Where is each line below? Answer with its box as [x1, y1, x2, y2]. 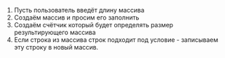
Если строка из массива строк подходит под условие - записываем [13, 36, 219, 44]
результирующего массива [13, 28, 96, 36]
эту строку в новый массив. [13, 43, 99, 51]
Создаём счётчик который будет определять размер [13, 21, 174, 29]
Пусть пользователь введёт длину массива [13, 6, 145, 14]
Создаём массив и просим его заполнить [13, 13, 139, 22]
